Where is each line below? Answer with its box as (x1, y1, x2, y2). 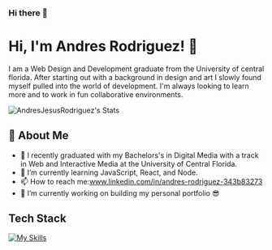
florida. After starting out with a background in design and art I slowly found (8, 72, 262, 82)
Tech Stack (8, 212, 67, 226)
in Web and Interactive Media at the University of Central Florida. (19, 159, 238, 168)
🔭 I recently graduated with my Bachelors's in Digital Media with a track (19, 150, 259, 160)
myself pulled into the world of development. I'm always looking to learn (8, 81, 249, 91)
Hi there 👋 (8, 7, 49, 19)
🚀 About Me (8, 129, 69, 142)
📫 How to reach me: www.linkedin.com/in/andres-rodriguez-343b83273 (19, 176, 263, 186)
